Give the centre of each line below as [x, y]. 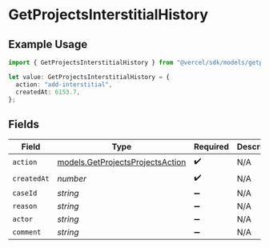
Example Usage [48, 44]
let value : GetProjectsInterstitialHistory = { [89, 77]
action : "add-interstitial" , [64, 84]
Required [211, 147]
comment [27, 232]
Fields [24, 124]
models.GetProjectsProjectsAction [122, 162]
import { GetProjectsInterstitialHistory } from [91, 62]
